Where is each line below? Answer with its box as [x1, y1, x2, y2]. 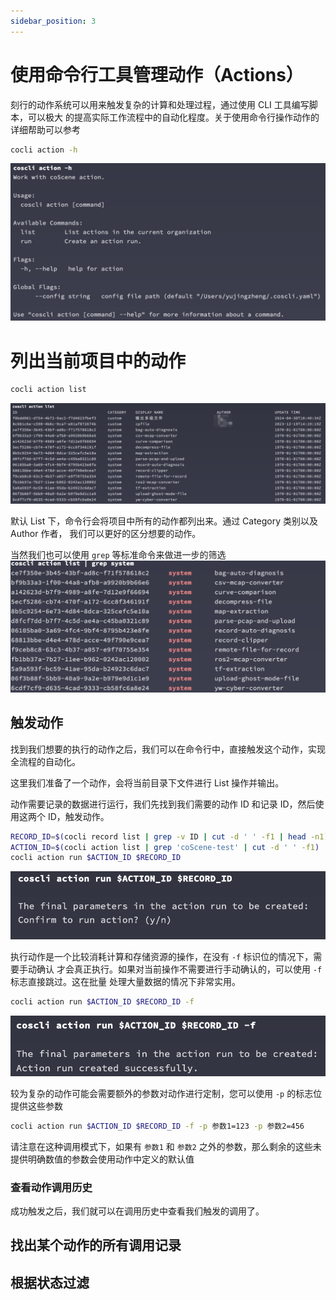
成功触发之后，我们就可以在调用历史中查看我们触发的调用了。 [10, 1205, 265, 1217]
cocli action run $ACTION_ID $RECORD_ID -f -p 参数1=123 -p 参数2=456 [10, 1121, 305, 1131]
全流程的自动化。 [10, 755, 81, 767]
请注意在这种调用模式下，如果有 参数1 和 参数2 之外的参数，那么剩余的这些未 [10, 1140, 322, 1152]
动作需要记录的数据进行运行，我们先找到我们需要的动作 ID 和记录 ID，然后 [10, 798, 316, 810]
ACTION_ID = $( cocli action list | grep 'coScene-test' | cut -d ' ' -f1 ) [10, 842, 320, 852]
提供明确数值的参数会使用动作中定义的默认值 [10, 1153, 195, 1165]
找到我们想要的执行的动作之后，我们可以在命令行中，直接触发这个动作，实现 [10, 743, 326, 755]
